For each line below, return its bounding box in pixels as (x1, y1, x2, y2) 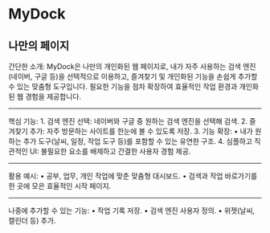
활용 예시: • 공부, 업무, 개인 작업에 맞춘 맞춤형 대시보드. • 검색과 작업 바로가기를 (8, 171, 258, 181)
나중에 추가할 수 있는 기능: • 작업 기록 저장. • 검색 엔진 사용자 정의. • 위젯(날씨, (8, 206, 256, 215)
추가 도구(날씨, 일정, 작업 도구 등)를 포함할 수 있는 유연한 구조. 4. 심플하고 (22, 137, 253, 145)
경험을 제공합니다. (25, 92, 82, 101)
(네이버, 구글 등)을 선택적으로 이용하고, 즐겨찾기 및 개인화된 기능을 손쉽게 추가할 (8, 72, 258, 81)
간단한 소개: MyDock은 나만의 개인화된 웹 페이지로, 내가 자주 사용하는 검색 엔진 (8, 62, 256, 71)
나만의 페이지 (8, 39, 70, 52)
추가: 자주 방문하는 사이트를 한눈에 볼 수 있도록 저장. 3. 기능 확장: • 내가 (29, 126, 253, 136)
